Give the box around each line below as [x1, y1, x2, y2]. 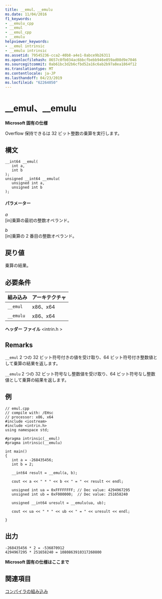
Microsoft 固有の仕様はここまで [5, 559, 69, 565]
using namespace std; [5, 427, 49, 432]
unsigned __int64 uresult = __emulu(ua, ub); [11, 500, 106, 505]
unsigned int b [11, 185, 43, 190]
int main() [5, 449, 27, 454]
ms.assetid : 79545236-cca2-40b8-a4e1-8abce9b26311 [5, 52, 111, 58]
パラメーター [5, 200, 31, 206]
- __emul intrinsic [5, 44, 45, 49]
